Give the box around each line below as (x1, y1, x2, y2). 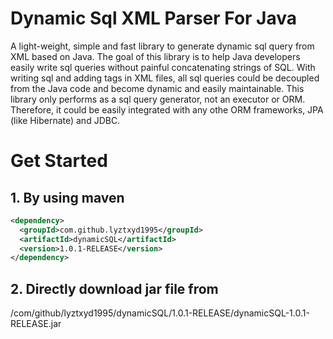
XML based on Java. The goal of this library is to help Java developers (10, 50, 301, 62)
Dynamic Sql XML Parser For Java (10, 7, 298, 30)
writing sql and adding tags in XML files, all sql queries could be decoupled (10, 72, 320, 84)
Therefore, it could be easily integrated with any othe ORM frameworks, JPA (10, 103, 324, 116)
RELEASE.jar (10, 318, 62, 330)
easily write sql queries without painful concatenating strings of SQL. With (10, 61, 316, 73)
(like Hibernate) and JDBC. (10, 114, 121, 126)
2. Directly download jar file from (10, 280, 219, 297)
